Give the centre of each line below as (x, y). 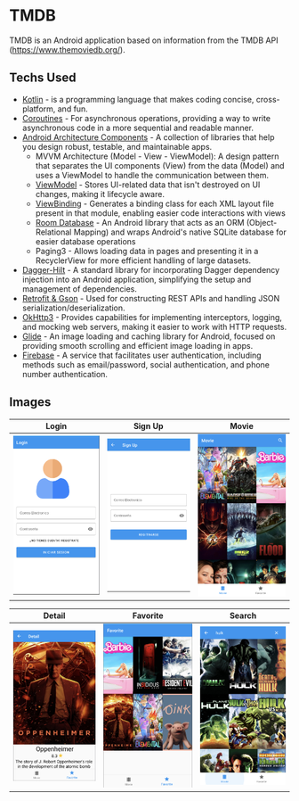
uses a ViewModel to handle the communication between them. (152, 175)
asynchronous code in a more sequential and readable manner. (138, 128)
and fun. (73, 109)
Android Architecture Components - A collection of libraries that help (148, 137)
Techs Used (43, 78)
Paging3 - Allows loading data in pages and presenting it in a (147, 251)
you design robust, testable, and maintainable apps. (117, 146)
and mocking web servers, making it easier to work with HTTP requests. (154, 326)
